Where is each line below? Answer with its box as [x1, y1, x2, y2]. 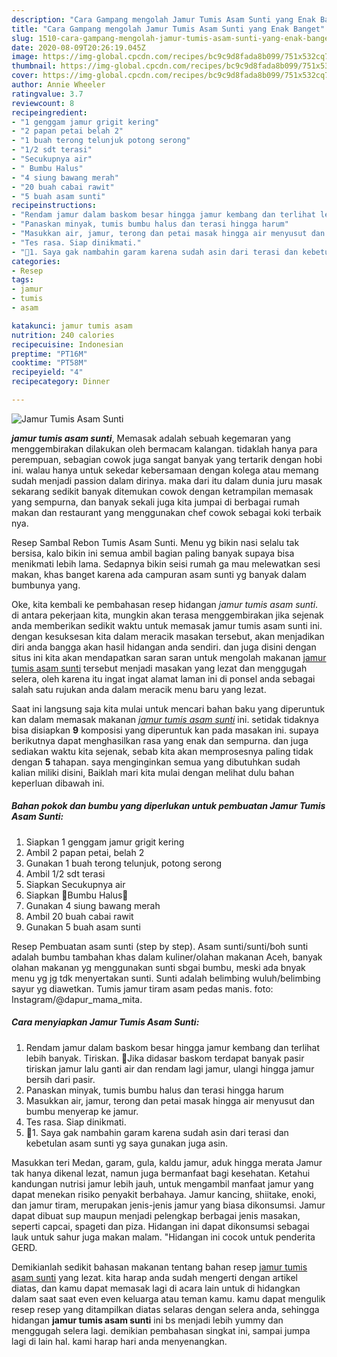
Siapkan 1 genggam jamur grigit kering [25, 836, 185, 848]
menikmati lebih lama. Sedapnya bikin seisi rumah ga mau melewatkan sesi [11, 557, 321, 570]
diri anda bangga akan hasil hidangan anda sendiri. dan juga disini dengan [11, 641, 317, 653]
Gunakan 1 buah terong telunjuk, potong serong [25, 857, 223, 869]
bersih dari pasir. [25, 1073, 96, 1085]
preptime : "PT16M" [11, 349, 88, 359]
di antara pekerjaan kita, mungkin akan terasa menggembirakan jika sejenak [11, 609, 324, 621]
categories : [11, 256, 61, 266]
